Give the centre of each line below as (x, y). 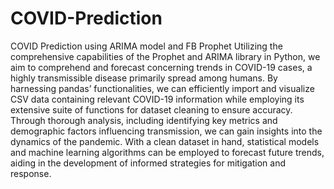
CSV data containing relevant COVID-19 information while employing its (157, 99)
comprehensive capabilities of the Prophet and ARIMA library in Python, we (165, 56)
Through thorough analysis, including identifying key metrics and (144, 120)
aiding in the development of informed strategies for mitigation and (148, 163)
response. (31, 173)
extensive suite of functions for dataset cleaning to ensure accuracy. (151, 109)
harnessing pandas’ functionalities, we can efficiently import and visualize (162, 88)
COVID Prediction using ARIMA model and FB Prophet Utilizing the (146, 46)
